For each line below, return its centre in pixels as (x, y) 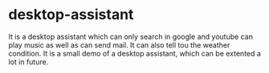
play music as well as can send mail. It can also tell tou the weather (119, 44)
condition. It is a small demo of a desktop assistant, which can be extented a (134, 53)
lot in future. (29, 62)
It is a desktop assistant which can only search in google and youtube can (130, 36)
